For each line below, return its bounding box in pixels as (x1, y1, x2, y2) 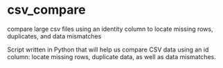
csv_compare (7, 2, 86, 18)
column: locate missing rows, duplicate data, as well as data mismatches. (7, 52, 216, 60)
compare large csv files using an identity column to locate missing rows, (7, 25, 213, 33)
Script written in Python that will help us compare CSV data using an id (7, 45, 209, 54)
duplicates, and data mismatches (7, 32, 102, 40)
